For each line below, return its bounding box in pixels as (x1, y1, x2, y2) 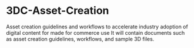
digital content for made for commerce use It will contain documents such (6, 29, 185, 36)
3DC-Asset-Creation (6, 4, 109, 17)
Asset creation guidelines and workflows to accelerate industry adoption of (6, 23, 188, 30)
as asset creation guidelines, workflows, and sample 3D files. (6, 35, 155, 42)
